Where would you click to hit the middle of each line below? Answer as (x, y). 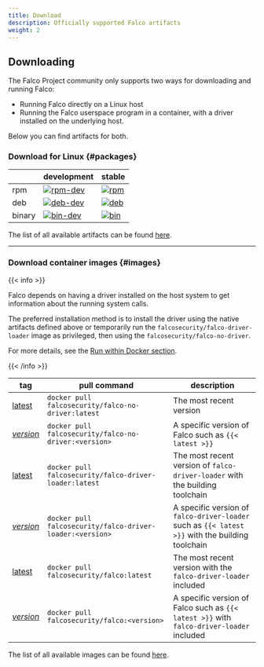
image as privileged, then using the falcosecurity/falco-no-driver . (141, 335)
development (68, 177)
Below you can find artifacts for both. (68, 136)
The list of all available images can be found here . (88, 654)
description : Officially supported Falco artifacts (94, 23)
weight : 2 (24, 30)
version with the (202, 567)
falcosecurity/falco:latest (99, 575)
